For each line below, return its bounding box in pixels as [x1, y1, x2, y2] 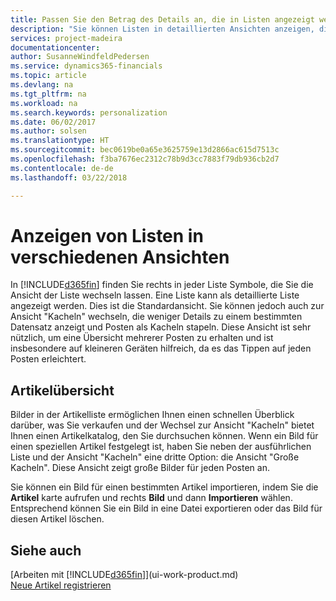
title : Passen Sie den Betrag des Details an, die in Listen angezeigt [10, 14, 315, 25]
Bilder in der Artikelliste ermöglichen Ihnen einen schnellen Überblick [10, 409, 295, 421]
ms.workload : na [10, 98, 78, 108]
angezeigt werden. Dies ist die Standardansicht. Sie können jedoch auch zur [10, 300, 325, 312]
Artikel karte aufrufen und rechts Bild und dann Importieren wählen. [10, 492, 293, 504]
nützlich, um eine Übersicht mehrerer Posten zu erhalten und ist [10, 332, 274, 344]
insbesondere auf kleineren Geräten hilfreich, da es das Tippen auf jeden [10, 342, 312, 355]
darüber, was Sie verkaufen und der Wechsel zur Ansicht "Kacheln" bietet [10, 419, 315, 431]
